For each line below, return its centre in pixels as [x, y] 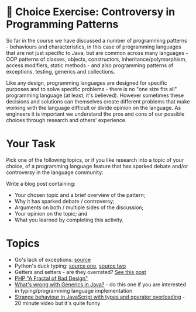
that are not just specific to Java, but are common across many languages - [97, 53]
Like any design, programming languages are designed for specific [87, 83]
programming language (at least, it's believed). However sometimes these [95, 95]
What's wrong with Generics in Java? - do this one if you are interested [100, 284]
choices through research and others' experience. [66, 120]
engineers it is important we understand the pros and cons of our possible [95, 114]
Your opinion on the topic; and [51, 213]
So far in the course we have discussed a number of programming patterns [97, 40]
